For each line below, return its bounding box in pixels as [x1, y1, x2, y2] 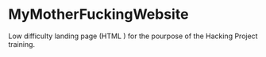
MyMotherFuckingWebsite [8, 5, 189, 23]
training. [8, 39, 36, 48]
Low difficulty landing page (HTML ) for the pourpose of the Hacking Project [8, 31, 258, 41]
